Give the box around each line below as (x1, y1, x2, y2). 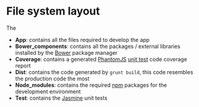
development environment (15, 88, 81, 95)
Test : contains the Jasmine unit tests (15, 94, 108, 102)
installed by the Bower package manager (15, 49, 118, 56)
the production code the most (15, 75, 90, 82)
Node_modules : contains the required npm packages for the (15, 81, 167, 89)
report (15, 62, 32, 69)
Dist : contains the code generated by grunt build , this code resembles (15, 68, 194, 75)
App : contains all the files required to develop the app (15, 36, 150, 43)
